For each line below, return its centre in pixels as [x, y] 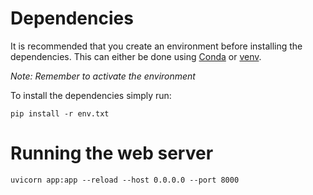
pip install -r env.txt [60, 113]
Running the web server [112, 153]
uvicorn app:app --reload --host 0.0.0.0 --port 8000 [125, 180]
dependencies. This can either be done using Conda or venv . [136, 56]
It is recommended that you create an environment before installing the [156, 46]
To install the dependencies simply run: [91, 95]
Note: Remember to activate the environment [103, 76]
